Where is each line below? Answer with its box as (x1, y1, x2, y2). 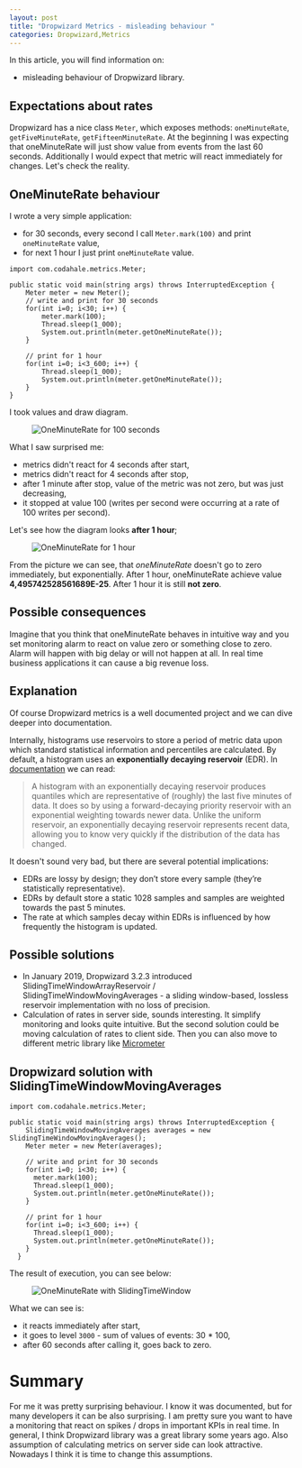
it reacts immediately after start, (22, 1320, 141, 1331)
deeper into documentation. (9, 717, 112, 728)
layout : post (9, 13, 58, 23)
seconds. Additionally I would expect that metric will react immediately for (9, 151, 283, 162)
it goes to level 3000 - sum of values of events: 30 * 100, (22, 1330, 231, 1341)
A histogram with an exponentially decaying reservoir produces (31, 781, 267, 792)
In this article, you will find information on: (9, 55, 164, 66)
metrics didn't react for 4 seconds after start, (22, 459, 191, 470)
